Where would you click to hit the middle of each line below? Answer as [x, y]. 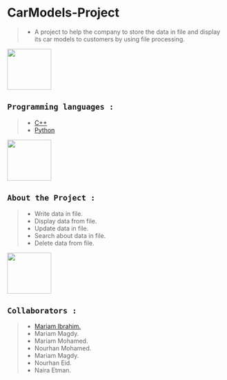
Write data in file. [58, 213]
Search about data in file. [70, 235]
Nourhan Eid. [53, 363]
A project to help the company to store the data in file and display [127, 32]
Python [45, 130]
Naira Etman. [52, 370]
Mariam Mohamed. [61, 341]
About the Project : [51, 198]
